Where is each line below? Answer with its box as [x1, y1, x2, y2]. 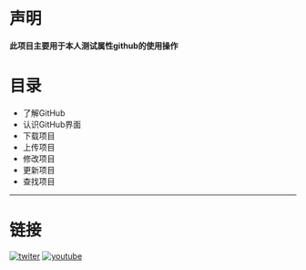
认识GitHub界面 [22, 119, 82, 130]
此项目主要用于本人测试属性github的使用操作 [9, 40, 179, 51]
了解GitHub [22, 107, 66, 119]
